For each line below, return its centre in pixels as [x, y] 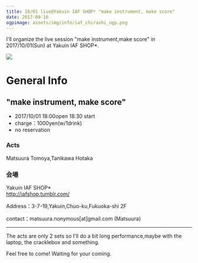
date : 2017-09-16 [27, 17]
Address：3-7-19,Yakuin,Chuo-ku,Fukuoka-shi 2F [66, 206]
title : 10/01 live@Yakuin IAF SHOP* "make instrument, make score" [91, 11]
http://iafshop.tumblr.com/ [38, 194]
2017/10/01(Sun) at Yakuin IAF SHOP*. [52, 45]
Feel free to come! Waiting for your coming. [59, 254]
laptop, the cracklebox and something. [53, 242]
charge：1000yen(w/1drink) [48, 123]
